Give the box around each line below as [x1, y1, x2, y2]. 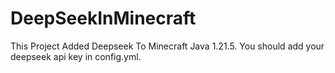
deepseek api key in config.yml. [10, 50, 142, 62]
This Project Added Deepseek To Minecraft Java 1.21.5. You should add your [10, 40, 325, 52]
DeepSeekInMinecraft [10, 7, 197, 30]
